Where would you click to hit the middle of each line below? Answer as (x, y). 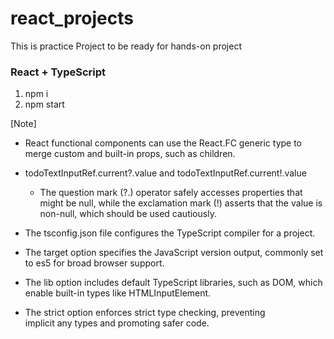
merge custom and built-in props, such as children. (130, 154)
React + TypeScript (58, 72)
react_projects (72, 18)
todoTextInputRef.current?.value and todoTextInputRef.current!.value (165, 173)
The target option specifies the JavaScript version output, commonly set (174, 253)
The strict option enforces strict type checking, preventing (145, 313)
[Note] (23, 124)
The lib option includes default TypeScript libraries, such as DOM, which (173, 283)
